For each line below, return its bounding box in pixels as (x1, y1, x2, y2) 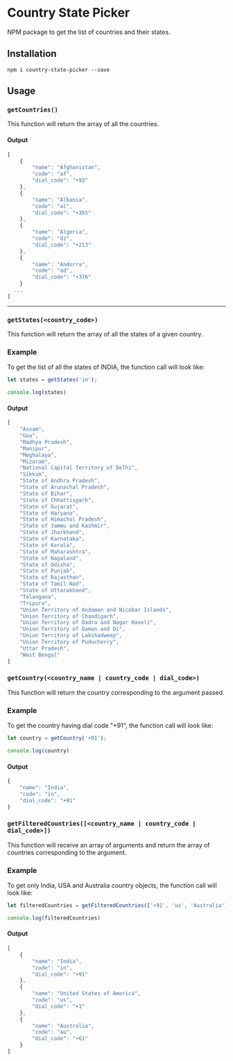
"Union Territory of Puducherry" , (19, 639, 119, 646)
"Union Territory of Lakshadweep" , (19, 632, 123, 639)
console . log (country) (7, 748, 70, 754)
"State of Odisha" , (19, 561, 76, 568)
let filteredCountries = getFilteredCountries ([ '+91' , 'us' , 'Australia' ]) (7, 902, 231, 909)
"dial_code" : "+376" (32, 274, 92, 281)
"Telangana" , (19, 593, 58, 601)
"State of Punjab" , (19, 567, 76, 575)
